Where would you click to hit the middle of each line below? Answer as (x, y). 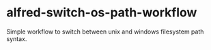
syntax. (17, 38)
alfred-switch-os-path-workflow (102, 13)
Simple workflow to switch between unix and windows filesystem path (105, 32)
